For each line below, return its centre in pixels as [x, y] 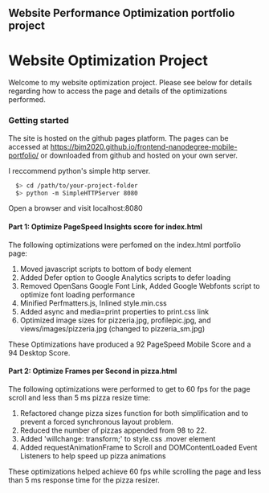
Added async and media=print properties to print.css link [114, 311]
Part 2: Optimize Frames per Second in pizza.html [93, 371]
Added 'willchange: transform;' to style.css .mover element [118, 438]
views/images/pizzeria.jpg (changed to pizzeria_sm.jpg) [112, 328]
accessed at [29, 146]
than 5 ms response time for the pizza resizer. [84, 480]
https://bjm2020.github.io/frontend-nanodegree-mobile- [144, 146]
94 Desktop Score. [39, 352]
